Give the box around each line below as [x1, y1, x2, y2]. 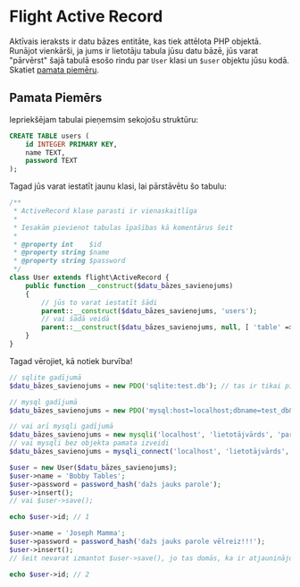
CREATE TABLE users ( [9, 132, 90, 140]
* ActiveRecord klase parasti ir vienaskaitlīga [12, 207, 198, 216]
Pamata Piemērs [9, 90, 103, 106]
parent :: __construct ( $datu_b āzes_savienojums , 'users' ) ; [41, 306, 257, 315]
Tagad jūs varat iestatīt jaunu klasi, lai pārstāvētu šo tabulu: [9, 181, 227, 191]
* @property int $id [12, 240, 102, 249]
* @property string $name [12, 248, 110, 257]
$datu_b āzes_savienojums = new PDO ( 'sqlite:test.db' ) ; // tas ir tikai [9, 381, 281, 390]
